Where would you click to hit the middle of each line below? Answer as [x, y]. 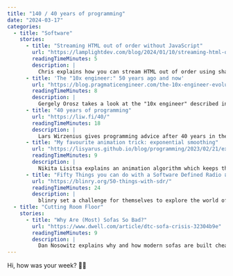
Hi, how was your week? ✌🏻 [47, 266]
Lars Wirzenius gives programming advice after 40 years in [127, 136]
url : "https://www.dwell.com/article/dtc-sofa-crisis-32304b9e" [127, 226]
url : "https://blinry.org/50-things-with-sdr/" [102, 181]
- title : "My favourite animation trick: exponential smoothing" [122, 143]
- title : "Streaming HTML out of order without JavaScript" [114, 46]
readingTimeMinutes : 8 [65, 91]
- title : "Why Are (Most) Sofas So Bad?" [86, 220]
